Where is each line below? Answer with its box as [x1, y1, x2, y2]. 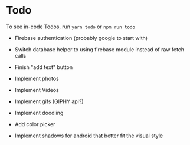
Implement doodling [14, 109, 64, 116]
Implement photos [14, 75, 59, 82]
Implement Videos [14, 86, 59, 93]
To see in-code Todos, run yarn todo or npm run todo [6, 23, 136, 30]
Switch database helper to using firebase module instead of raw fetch [14, 45, 185, 53]
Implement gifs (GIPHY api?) [14, 98, 84, 105]
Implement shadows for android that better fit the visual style [14, 132, 163, 139]
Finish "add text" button [14, 63, 73, 71]
